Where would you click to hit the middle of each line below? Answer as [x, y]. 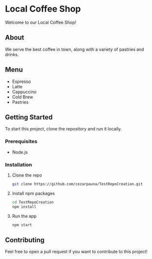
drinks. [12, 54]
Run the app [24, 216]
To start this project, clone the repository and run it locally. [64, 129]
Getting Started [29, 117]
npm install [24, 207]
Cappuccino [24, 92]
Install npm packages [33, 193]
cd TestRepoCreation [33, 202]
